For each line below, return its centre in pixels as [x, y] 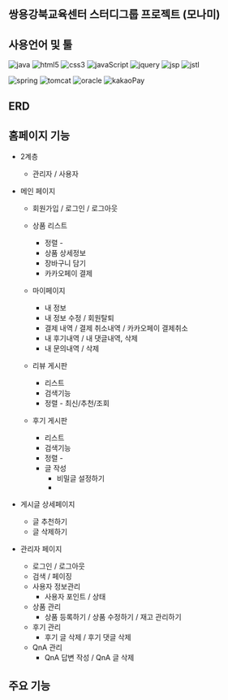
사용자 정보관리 [56, 586]
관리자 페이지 [41, 549]
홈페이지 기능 [39, 135]
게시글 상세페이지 [47, 504]
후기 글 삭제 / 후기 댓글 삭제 [88, 637]
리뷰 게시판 [49, 366]
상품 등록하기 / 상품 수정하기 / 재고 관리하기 [113, 617]
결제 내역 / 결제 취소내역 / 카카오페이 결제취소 [116, 328]
